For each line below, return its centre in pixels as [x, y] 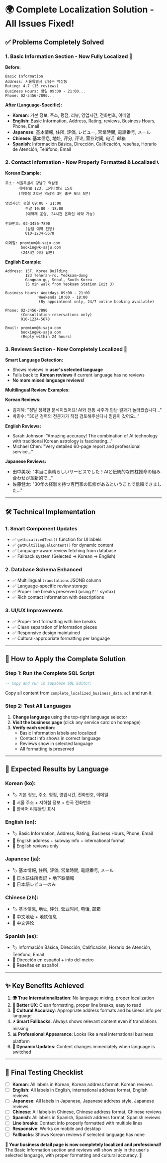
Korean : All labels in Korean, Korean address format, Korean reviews [83, 1085]
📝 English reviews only [35, 846]
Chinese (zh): [22, 897]
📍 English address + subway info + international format [69, 840]
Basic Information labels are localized [58, 733]
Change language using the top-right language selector [70, 717]
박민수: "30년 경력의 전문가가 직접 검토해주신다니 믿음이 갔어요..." [76, 416]
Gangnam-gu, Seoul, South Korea [59, 280]
